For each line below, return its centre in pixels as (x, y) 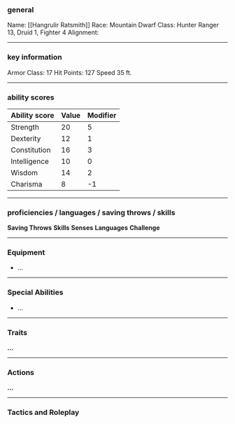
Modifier (102, 115)
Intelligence (30, 161)
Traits (17, 332)
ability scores (31, 97)
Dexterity (26, 138)
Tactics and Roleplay (43, 413)
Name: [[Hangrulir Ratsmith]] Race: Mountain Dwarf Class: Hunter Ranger (113, 25)
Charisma (27, 184)
